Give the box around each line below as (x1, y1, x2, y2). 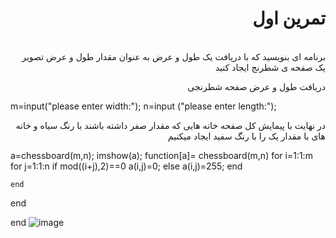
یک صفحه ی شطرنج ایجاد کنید (214, 61, 326, 73)
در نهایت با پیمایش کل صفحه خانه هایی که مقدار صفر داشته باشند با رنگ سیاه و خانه (15, 119, 326, 131)
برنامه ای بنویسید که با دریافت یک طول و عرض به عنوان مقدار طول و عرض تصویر (21, 50, 326, 62)
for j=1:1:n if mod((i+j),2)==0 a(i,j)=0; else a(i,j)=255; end (10, 160, 243, 172)
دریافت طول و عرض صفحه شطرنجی (187, 80, 326, 92)
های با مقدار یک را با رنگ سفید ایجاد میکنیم (167, 130, 326, 142)
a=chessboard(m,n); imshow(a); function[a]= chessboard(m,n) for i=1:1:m (10, 149, 313, 161)
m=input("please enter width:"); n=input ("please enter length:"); (10, 100, 277, 112)
